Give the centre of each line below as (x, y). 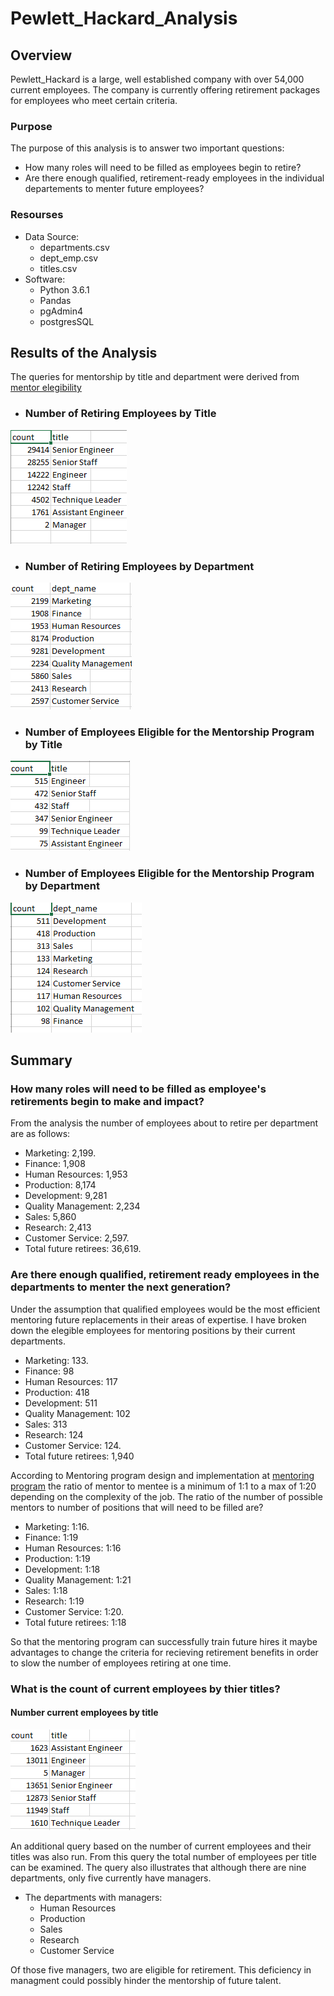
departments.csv (74, 247)
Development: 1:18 (62, 1569)
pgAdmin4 (61, 311)
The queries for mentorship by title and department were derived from (155, 377)
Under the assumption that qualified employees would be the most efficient (165, 1309)
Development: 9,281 (66, 1196)
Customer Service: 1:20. (74, 1611)
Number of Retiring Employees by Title (120, 414)
